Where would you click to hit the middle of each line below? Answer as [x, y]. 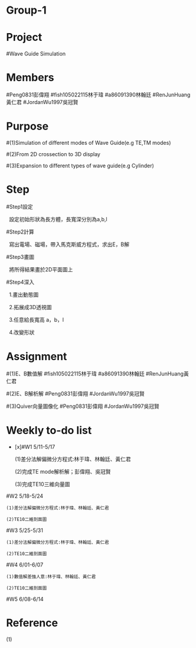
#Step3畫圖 [20, 257]
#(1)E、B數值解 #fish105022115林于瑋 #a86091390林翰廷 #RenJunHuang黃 [97, 374]
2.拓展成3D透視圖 [30, 307]
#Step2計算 [20, 232]
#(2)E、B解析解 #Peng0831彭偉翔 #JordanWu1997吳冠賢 [75, 393]
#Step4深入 [20, 282]
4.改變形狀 [22, 332]
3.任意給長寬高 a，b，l [36, 319]
